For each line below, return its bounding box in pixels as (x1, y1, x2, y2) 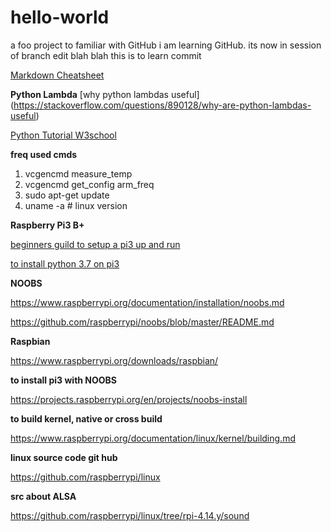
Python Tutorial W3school (10, 129, 117, 141)
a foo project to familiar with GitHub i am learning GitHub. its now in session (10, 39, 322, 51)
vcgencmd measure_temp (24, 167, 133, 180)
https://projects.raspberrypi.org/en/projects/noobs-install (10, 393, 248, 405)
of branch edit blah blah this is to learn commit (10, 49, 202, 61)
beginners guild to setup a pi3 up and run (10, 238, 181, 250)
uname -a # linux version (24, 199, 128, 211)
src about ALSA (10, 490, 77, 502)
